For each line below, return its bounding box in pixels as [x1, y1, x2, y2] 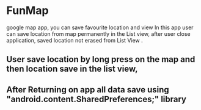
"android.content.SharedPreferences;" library [6, 94, 187, 104]
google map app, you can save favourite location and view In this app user [6, 24, 194, 31]
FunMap [6, 4, 49, 18]
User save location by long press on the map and [6, 54, 196, 64]
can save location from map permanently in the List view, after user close [6, 30, 191, 37]
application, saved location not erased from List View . [6, 36, 144, 44]
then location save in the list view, [6, 64, 138, 74]
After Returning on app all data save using [6, 84, 169, 95]
